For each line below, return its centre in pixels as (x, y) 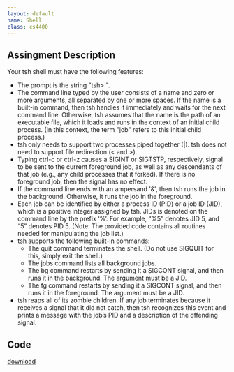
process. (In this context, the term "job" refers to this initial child (109, 130)
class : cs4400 (28, 27)
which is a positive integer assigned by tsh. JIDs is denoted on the (112, 211)
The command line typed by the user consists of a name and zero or (116, 93)
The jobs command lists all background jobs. (92, 263)
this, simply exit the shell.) (65, 256)
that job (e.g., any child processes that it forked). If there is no (106, 174)
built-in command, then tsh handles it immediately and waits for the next (121, 107)
